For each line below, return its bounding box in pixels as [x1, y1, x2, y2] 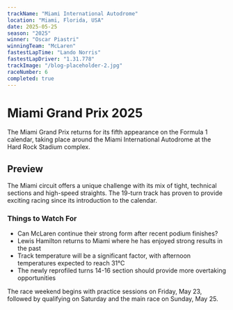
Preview [7, 163, 44, 175]
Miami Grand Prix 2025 [7, 105, 143, 121]
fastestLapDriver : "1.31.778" [7, 56, 95, 63]
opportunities [17, 274, 56, 282]
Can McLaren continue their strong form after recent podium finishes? [17, 229, 218, 238]
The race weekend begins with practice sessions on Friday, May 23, [7, 287, 202, 296]
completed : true [7, 75, 54, 82]
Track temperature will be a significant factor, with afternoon [17, 251, 191, 260]
